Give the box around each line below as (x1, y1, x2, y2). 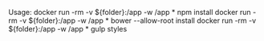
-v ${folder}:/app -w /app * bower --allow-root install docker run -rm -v (18, 16, 257, 25)
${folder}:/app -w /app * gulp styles (8, 24, 128, 33)
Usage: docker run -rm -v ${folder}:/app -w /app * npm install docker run (8, 8, 251, 17)
